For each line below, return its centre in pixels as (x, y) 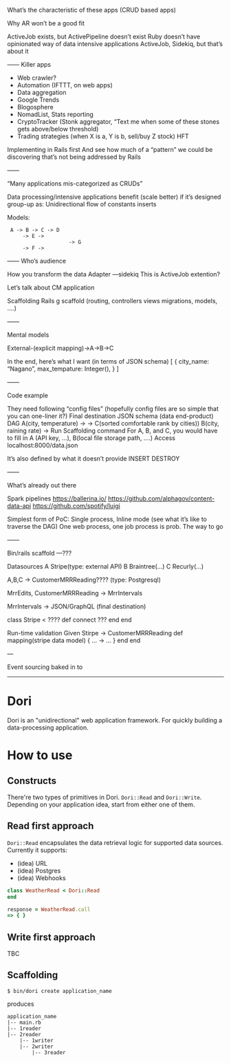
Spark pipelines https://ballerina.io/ (57, 498)
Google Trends (38, 100)
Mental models (28, 335)
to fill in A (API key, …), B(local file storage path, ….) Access (91, 438)
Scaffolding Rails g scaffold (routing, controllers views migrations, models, (112, 301)
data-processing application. (48, 727)
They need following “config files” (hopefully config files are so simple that (113, 409)
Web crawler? (37, 78)
